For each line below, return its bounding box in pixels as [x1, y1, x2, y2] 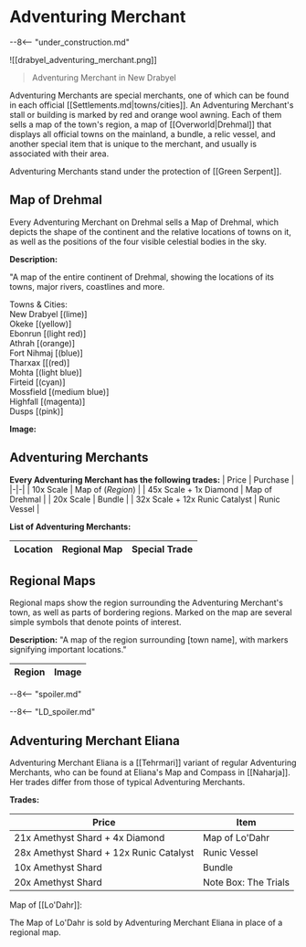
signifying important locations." [9, 644, 127, 655]
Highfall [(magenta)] [9, 396, 86, 407]
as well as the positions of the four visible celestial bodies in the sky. [9, 236, 267, 247]
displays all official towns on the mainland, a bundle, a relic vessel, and [9, 128, 276, 139]
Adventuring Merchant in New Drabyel [31, 71, 176, 83]
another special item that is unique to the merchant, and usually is [9, 138, 258, 149]
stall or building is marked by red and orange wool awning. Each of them [9, 109, 282, 120]
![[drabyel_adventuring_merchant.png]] [9, 54, 157, 65]
